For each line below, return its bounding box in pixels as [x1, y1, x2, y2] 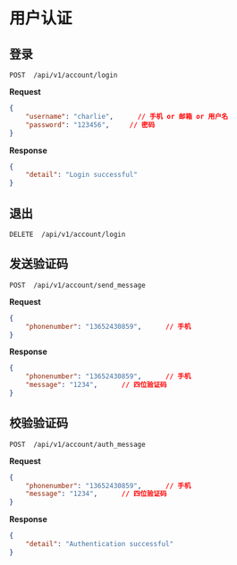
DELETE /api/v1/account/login [9, 230, 126, 239]
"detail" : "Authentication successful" [25, 540, 174, 549]
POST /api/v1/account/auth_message [9, 440, 146, 449]
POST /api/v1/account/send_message [9, 281, 146, 290]
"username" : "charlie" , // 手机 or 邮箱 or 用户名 [25, 112, 229, 121]
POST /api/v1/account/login [9, 71, 118, 80]
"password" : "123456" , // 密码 [25, 120, 156, 130]
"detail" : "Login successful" [25, 171, 139, 180]
